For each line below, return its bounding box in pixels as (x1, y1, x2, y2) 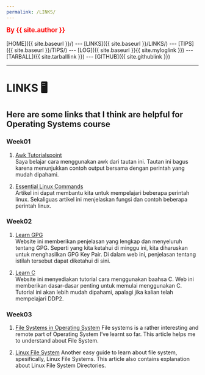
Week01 (6, 137, 31, 146)
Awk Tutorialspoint (15, 151, 62, 159)
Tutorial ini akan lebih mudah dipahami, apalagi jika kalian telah (15, 288, 174, 296)
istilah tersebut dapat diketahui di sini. (15, 257, 111, 264)
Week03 (6, 310, 32, 318)
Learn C (15, 269, 35, 276)
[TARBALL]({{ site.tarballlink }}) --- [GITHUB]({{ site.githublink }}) (6, 53, 171, 60)
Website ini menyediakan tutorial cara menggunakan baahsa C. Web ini (15, 275, 194, 283)
